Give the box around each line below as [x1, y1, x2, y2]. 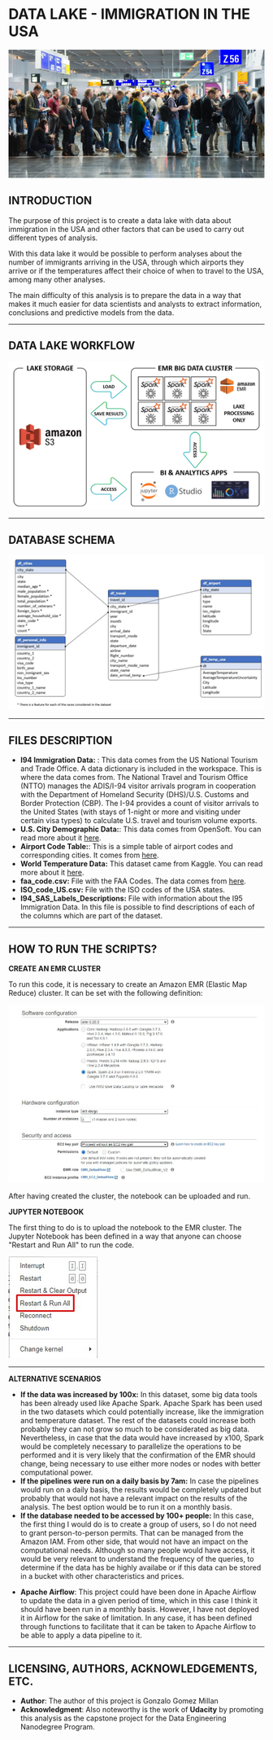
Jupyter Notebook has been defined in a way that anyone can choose [8, 1231, 242, 1242]
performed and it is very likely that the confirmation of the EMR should [19, 1450, 256, 1460]
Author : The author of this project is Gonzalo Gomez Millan [19, 1696, 219, 1706]
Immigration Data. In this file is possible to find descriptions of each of [19, 902, 255, 912]
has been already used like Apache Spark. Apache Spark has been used [19, 1398, 262, 1409]
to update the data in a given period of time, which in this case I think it [19, 1596, 258, 1606]
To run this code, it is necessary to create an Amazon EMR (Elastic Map [8, 980, 248, 989]
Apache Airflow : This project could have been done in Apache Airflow [19, 1587, 257, 1597]
